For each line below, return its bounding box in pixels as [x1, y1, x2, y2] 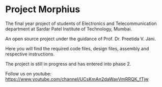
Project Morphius [5, 4, 80, 15]
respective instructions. [5, 51, 55, 57]
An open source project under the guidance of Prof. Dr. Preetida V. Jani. [5, 36, 156, 42]
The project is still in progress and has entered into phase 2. [5, 61, 131, 67]
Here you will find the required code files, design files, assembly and [5, 45, 149, 51]
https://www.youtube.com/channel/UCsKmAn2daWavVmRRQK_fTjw [5, 76, 149, 82]
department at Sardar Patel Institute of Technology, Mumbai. [5, 25, 132, 32]
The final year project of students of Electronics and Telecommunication [5, 20, 157, 26]
